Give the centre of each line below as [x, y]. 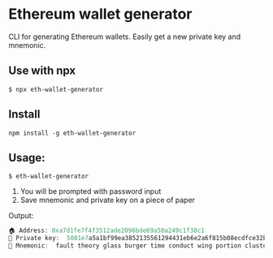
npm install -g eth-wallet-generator [72, 133]
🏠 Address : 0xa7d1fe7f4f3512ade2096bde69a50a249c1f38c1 [106, 231]
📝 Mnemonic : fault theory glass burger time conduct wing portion [125, 246]
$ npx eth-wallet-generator [56, 89]
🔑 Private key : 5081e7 [49, 239]
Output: [21, 216]
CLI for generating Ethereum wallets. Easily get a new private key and [125, 37]
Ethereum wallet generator [100, 14]
